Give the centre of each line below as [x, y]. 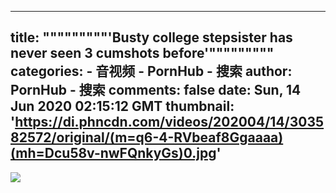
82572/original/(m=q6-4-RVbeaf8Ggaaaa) [147, 137]
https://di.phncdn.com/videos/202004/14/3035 [169, 122]
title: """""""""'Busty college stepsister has [151, 37]
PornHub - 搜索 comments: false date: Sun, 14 [156, 90]
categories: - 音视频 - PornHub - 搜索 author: [151, 71]
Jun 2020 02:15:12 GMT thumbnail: [122, 106]
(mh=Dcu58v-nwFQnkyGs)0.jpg [113, 153]
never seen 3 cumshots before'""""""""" [142, 53]
